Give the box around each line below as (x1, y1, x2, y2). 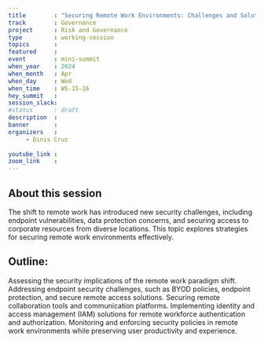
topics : (8, 41, 58, 49)
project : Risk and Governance (8, 26, 128, 34)
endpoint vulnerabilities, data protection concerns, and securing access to (8, 215, 249, 224)
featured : (8, 48, 58, 56)
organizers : (8, 128, 58, 136)
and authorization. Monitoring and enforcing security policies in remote (8, 317, 238, 327)
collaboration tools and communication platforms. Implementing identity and (8, 301, 255, 310)
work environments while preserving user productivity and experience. (8, 326, 237, 335)
